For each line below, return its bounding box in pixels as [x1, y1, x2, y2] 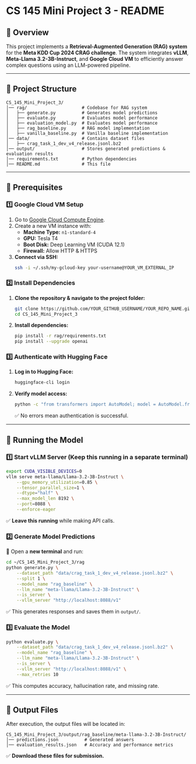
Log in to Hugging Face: [14, 368, 74, 376]
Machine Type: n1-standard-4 [23, 228, 96, 236]
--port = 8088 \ [16, 501, 51, 507]
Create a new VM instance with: [14, 222, 92, 229]
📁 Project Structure [6, 84, 77, 94]
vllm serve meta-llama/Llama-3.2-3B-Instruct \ [6, 473, 124, 480]
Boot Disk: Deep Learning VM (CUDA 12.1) [23, 241, 125, 248]
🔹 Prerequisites [6, 183, 63, 193]
